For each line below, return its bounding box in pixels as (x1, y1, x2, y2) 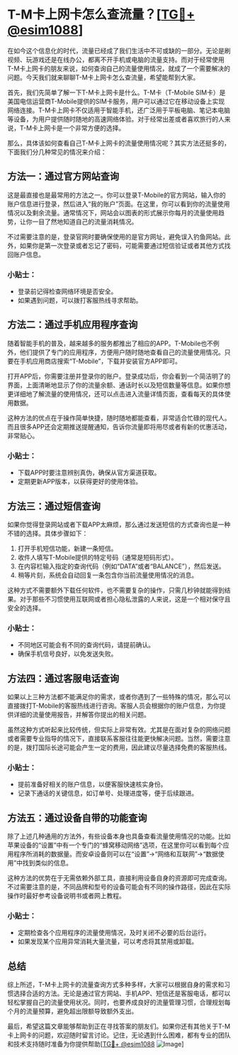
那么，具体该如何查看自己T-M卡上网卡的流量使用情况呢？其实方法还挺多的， (7, 139, 231, 147)
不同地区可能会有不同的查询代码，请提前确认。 (17, 641, 154, 649)
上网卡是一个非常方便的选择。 (38, 124, 125, 132)
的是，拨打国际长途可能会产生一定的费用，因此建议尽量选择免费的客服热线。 (7, 743, 231, 752)
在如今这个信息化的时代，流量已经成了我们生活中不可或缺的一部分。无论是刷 (7, 46, 231, 55)
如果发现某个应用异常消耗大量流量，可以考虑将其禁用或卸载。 (17, 937, 198, 946)
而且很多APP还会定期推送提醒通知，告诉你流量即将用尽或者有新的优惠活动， (7, 422, 231, 431)
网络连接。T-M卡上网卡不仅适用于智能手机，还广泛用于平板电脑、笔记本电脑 (7, 106, 231, 114)
